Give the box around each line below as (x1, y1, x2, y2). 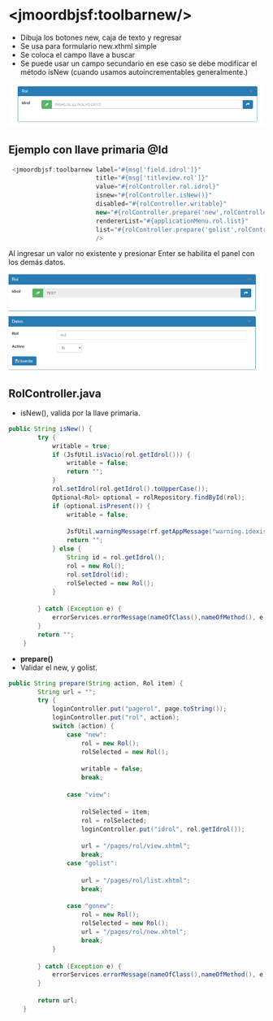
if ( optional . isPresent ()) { (51, 502, 151, 510)
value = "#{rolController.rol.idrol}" (95, 183, 220, 191)
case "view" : (66, 791, 111, 799)
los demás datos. (8, 258, 66, 267)
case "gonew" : (66, 902, 115, 910)
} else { (51, 545, 82, 554)
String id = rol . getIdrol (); (66, 554, 165, 562)
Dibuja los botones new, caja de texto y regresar (19, 33, 182, 42)
